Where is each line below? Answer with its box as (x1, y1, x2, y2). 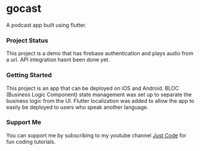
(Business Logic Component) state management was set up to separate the (6, 91, 192, 98)
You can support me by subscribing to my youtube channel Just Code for (6, 131, 187, 139)
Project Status (6, 36, 49, 45)
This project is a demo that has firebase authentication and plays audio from (6, 50, 194, 57)
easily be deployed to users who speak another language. (6, 103, 149, 111)
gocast (6, 2, 42, 15)
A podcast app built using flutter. (6, 21, 87, 29)
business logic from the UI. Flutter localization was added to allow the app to (6, 97, 195, 104)
